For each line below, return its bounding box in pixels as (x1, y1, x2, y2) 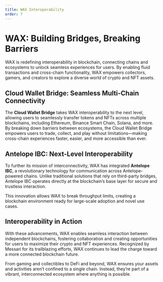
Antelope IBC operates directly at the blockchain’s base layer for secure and (5, 178, 157, 184)
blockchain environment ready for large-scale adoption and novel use (5, 198, 145, 204)
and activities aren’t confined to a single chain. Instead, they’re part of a (5, 266, 149, 272)
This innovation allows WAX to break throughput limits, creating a (5, 193, 136, 199)
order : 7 (5, 12, 23, 17)
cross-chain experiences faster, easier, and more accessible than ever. (5, 135, 147, 142)
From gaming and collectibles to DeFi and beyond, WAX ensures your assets (5, 260, 159, 266)
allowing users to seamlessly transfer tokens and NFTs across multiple (5, 115, 146, 121)
